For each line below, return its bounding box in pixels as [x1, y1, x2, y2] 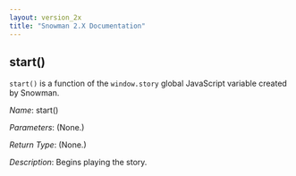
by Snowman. [9, 88, 60, 98]
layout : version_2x [9, 13, 82, 22]
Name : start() [9, 105, 59, 116]
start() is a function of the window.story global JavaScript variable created [9, 78, 288, 89]
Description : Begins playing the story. [9, 157, 148, 168]
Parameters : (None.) [9, 122, 85, 133]
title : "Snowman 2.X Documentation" [9, 21, 146, 30]
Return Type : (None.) [9, 139, 87, 150]
